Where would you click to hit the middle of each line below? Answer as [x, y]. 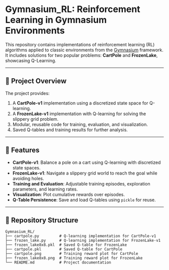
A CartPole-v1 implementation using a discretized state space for [80, 103]
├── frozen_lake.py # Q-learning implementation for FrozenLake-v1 [83, 241]
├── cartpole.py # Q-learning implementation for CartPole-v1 [81, 236]
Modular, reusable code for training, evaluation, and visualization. [80, 124]
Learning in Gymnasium [56, 20]
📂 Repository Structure [42, 220]
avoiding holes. [28, 178]
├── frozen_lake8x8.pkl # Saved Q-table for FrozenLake [66, 245]
